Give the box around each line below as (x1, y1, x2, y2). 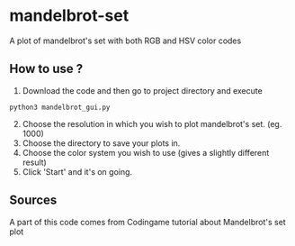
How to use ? (9, 61, 84, 77)
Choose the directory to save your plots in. (22, 137, 181, 149)
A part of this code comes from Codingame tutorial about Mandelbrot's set (9, 216, 286, 227)
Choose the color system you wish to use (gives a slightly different (22, 147, 270, 158)
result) (22, 157, 47, 168)
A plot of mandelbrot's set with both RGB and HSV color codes (9, 35, 242, 46)
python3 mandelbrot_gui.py (9, 103, 111, 112)
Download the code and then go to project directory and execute (22, 85, 263, 96)
